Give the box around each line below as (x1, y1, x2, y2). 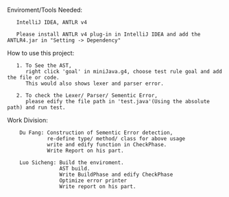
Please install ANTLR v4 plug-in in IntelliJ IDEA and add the (16, 31, 201, 38)
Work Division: (7, 116, 48, 124)
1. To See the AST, (16, 62, 72, 69)
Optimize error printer (59, 177, 128, 184)
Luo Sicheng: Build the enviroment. (19, 159, 125, 166)
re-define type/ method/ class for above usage (47, 135, 186, 142)
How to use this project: (7, 49, 75, 57)
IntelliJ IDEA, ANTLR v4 (16, 19, 88, 26)
